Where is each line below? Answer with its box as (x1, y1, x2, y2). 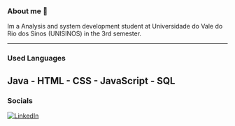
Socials (7, 95, 33, 105)
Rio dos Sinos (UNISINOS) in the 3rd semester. (7, 29, 142, 38)
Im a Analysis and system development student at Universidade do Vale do (7, 22, 223, 31)
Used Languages (7, 54, 66, 63)
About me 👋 (7, 6, 48, 16)
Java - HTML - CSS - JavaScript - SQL (7, 74, 176, 86)
